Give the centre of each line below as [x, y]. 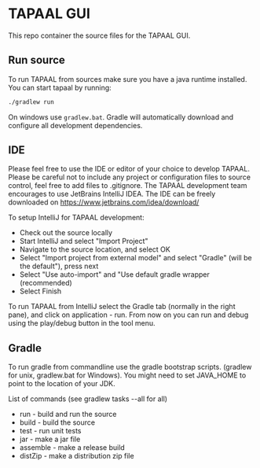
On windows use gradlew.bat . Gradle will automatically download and [121, 117]
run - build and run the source [68, 415]
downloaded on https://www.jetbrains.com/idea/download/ [104, 202]
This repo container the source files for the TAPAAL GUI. [99, 35]
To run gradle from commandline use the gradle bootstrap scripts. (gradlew [130, 367]
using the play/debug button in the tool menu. [82, 323]
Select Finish [40, 291]
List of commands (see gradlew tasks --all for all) [88, 399]
